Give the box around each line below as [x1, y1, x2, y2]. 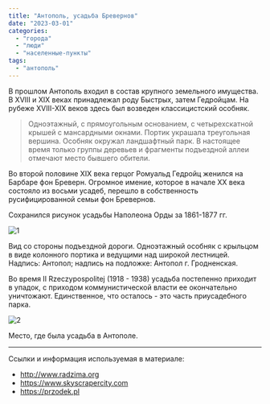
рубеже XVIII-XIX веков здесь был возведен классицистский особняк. [8, 103, 250, 113]
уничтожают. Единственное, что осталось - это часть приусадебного [8, 291, 247, 300]
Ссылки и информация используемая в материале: [8, 353, 185, 363]
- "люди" [15, 42, 45, 50]
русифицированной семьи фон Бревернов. [8, 194, 156, 204]
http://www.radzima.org [19, 369, 100, 379]
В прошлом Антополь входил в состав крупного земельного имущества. [8, 86, 259, 96]
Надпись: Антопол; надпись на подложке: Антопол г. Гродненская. [8, 258, 239, 268]
